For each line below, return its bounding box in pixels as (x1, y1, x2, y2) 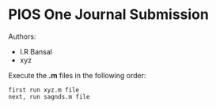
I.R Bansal (19, 47, 53, 56)
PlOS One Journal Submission (8, 6, 210, 24)
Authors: (8, 32, 36, 41)
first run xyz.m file (8, 85, 80, 94)
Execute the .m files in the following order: (8, 70, 146, 80)
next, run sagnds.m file (8, 92, 90, 100)
